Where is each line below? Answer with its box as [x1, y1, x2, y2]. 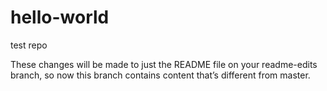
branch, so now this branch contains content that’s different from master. [10, 69, 311, 81]
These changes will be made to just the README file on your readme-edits [10, 58, 318, 70]
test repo [10, 39, 48, 51]
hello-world [10, 6, 110, 29]
